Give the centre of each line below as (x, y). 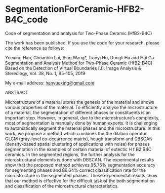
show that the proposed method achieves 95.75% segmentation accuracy (80, 165)
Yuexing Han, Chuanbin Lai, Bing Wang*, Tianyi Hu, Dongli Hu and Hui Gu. (80, 57)
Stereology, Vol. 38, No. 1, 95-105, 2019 (45, 73)
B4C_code (27, 19)
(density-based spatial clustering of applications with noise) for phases (77, 144)
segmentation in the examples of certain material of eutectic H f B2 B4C (78, 149)
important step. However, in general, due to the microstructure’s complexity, (82, 117)
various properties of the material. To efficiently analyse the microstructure (82, 107)
